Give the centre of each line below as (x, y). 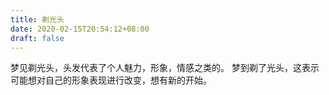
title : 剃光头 (37, 19)
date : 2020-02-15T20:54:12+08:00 (80, 29)
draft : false (37, 38)
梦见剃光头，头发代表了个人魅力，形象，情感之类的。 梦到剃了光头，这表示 (165, 68)
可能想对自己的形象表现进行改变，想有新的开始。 (111, 80)
